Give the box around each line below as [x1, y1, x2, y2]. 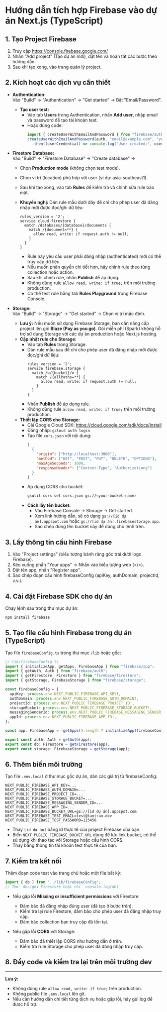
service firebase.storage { [27, 366, 85, 371]
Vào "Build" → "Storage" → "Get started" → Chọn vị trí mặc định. [12, 311, 146, 317]
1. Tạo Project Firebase [5, 35, 77, 43]
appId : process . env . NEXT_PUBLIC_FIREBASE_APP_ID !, [9, 714, 117, 720]
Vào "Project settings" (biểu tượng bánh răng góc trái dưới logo [12, 551, 142, 557]
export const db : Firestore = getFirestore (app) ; [5, 742, 110, 747]
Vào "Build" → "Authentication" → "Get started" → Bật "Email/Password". [12, 97, 162, 103]
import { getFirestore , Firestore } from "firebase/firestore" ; [5, 673, 141, 678]
